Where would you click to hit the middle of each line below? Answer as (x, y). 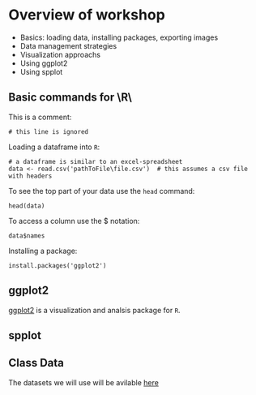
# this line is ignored (49, 131)
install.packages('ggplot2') (58, 265)
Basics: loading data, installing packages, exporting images (119, 37)
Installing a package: (43, 251)
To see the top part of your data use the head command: (102, 191)
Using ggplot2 (44, 63)
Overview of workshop (87, 15)
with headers (30, 176)
